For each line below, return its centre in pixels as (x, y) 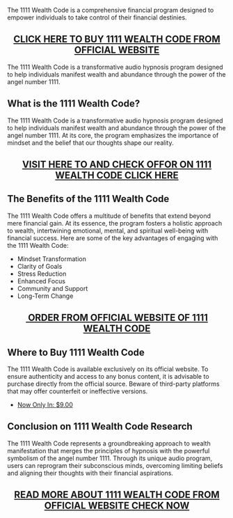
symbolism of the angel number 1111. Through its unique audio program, (110, 458)
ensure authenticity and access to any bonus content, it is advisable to (109, 377)
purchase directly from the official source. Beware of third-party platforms (114, 384)
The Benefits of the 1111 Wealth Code (88, 199)
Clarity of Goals (40, 266)
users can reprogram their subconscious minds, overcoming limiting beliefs (115, 465)
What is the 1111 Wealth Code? (74, 104)
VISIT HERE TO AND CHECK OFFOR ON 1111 (117, 165)
